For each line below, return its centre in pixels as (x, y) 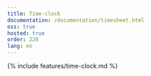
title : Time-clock (34, 14)
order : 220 (23, 40)
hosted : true (26, 33)
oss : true (22, 26)
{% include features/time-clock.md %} (63, 66)
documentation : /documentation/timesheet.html (76, 20)
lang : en (20, 46)
